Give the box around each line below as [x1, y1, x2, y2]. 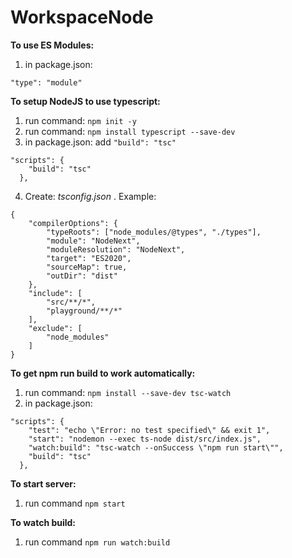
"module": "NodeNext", [46, 236, 141, 246]
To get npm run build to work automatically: [10, 367, 196, 379]
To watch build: [10, 516, 77, 528]
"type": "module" [10, 77, 83, 88]
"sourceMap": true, [46, 262, 128, 272]
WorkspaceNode [10, 6, 154, 29]
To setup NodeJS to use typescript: [10, 95, 161, 107]
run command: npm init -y [24, 114, 137, 126]
